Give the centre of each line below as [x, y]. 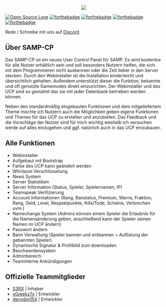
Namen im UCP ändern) [37, 224]
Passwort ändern [30, 229]
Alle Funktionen [30, 143]
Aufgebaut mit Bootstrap [38, 160]
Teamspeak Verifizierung [38, 192]
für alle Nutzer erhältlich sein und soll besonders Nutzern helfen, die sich [80, 65]
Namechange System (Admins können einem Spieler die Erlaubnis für [84, 213]
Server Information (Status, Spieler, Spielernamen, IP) [67, 187]
